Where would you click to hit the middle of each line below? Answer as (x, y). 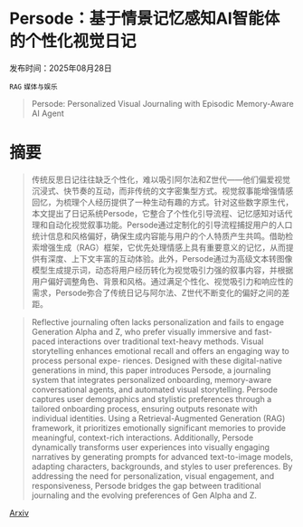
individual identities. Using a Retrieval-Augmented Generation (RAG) (158, 418)
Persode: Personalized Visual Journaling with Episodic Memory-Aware (162, 103)
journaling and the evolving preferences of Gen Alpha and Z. (144, 495)
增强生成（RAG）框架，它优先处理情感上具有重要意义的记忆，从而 (163, 247)
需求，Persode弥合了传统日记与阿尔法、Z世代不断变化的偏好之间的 (156, 292)
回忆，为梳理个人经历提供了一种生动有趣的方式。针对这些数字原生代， (162, 202)
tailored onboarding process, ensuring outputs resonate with (144, 408)
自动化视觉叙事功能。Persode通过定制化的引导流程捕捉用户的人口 (170, 225)
